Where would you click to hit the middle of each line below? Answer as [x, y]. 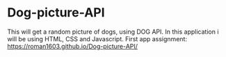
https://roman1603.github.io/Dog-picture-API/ [72, 46]
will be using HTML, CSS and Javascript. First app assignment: [97, 38]
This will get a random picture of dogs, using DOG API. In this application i [113, 32]
